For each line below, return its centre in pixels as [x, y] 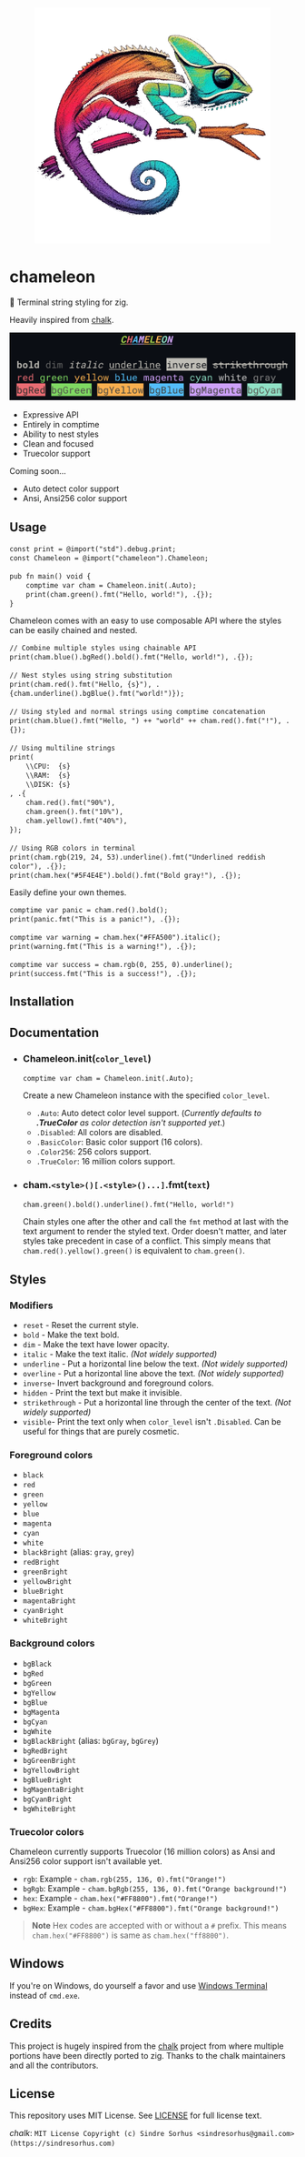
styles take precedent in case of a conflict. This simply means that [147, 1241]
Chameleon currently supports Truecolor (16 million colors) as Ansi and [143, 1851]
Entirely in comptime [61, 425]
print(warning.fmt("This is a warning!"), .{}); [103, 946]
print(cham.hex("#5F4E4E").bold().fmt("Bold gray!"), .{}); [126, 875]
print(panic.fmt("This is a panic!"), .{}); [95, 919]
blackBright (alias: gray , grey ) [78, 1552]
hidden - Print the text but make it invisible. [102, 1393]
